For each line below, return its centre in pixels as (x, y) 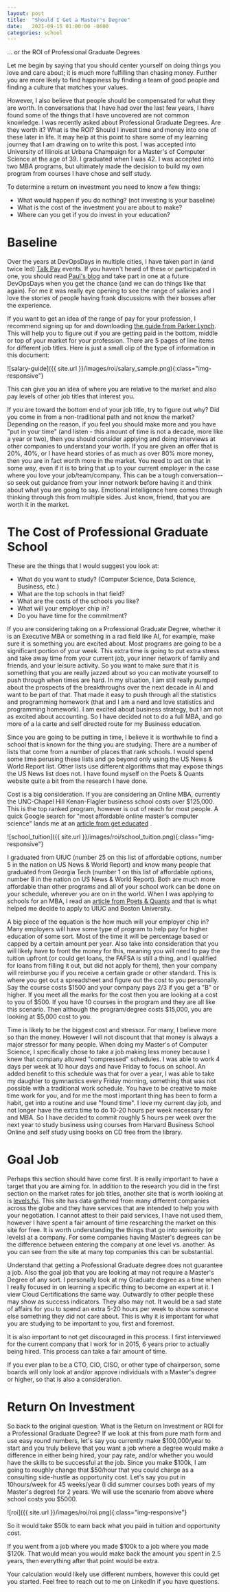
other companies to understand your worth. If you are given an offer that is (113, 446)
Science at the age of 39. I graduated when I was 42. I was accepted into (111, 159)
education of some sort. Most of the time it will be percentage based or (108, 936)
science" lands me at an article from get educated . (80, 823)
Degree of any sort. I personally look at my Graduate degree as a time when (114, 1280)
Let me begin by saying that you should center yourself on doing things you (114, 65)
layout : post (26, 13)
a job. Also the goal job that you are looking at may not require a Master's (111, 1273)
